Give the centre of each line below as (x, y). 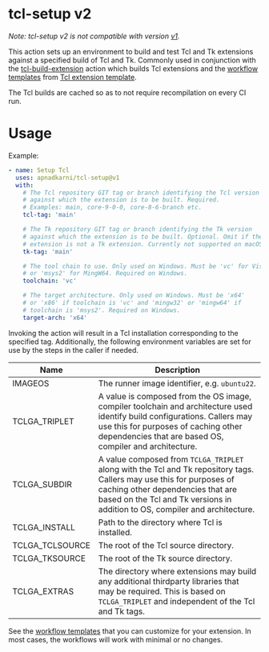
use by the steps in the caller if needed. (73, 350)
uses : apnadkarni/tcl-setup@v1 (68, 178)
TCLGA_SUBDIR (42, 484)
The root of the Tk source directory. (165, 558)
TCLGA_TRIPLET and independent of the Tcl (177, 601)
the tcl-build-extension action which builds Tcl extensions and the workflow (133, 68)
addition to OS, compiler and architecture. (177, 509)
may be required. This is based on (162, 591)
